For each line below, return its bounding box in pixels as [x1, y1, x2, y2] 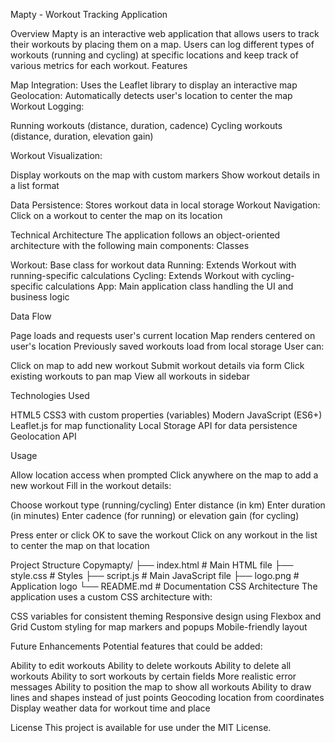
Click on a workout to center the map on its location [10, 210, 223, 221]
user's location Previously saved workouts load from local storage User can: [10, 340, 325, 352]
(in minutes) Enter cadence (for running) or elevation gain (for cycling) [10, 510, 300, 521]
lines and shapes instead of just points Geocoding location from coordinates [10, 692, 325, 703]
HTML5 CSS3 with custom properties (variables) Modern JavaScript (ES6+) [10, 409, 323, 421]
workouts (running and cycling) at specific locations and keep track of [10, 49, 299, 61]
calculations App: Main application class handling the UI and [45, 280, 294, 292]
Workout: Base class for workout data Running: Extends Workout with [10, 259, 297, 271]
